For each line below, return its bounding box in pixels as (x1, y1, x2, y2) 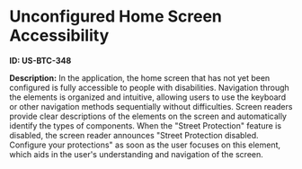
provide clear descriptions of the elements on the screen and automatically (9, 111, 288, 121)
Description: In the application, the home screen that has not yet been (9, 72, 271, 83)
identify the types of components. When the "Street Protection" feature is (9, 120, 281, 131)
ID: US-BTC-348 (9, 55, 72, 66)
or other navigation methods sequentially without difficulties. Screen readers (9, 101, 293, 111)
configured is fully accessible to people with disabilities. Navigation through (9, 82, 289, 93)
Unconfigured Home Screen (9, 6, 223, 27)
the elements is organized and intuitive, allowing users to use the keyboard (9, 92, 286, 102)
